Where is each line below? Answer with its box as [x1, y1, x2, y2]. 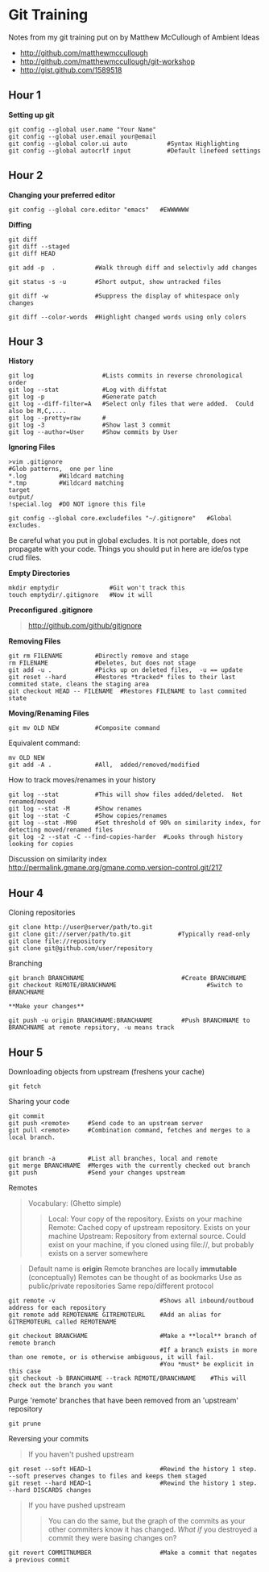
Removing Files [8, 636, 61, 646]
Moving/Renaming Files [8, 708, 90, 719]
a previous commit [8, 1556, 70, 1564]
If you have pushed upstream [27, 1500, 126, 1510]
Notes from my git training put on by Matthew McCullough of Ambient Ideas [8, 32, 260, 42]
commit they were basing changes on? [48, 1533, 177, 1542]
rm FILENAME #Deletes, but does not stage [8, 659, 197, 667]
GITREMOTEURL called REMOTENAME [8, 1318, 117, 1326]
